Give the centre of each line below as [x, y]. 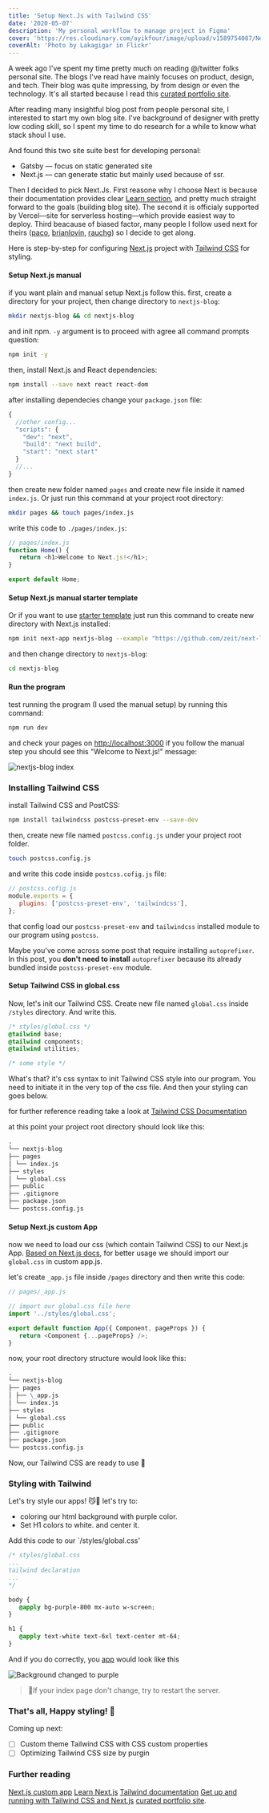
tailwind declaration [44, 1571]
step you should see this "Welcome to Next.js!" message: [103, 752]
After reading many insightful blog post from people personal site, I [119, 110]
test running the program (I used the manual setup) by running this [118, 705]
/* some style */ [37, 1064]
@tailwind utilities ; [44, 1049]
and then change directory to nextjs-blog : [78, 654]
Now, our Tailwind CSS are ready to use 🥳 [77, 1463]
